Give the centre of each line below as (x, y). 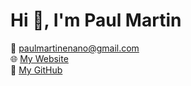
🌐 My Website (39, 58)
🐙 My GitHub (36, 70)
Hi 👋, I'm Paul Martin (96, 20)
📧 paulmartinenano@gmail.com (75, 48)
